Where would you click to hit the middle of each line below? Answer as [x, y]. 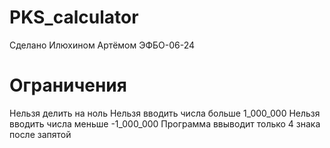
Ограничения [68, 85]
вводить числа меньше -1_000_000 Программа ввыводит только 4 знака [165, 123]
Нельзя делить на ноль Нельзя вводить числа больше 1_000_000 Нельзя [165, 113]
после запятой [40, 134]
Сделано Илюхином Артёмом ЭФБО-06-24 [102, 45]
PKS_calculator [74, 17]
